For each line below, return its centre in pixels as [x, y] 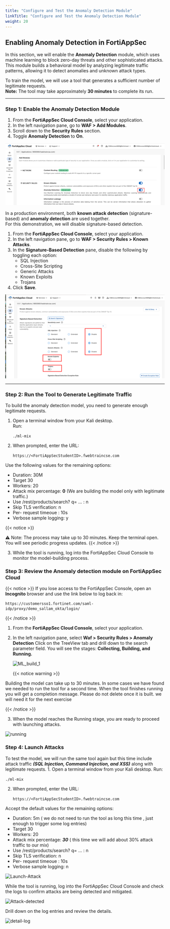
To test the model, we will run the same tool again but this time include [79, 758]
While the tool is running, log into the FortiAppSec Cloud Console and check [84, 886]
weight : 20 [17, 21]
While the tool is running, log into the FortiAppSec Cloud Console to [83, 552]
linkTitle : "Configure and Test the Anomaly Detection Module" [73, 16]
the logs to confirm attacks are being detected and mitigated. [69, 891]
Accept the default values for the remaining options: [59, 808]
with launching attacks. [37, 724]
